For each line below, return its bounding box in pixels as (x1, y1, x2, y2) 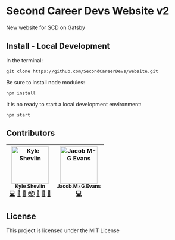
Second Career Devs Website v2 (6, 4, 170, 18)
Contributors (6, 128, 55, 138)
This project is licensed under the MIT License (6, 227, 120, 234)
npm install (6, 90, 36, 96)
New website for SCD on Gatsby (6, 24, 85, 31)
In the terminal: (6, 56, 43, 64)
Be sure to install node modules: (6, 78, 85, 86)
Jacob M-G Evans (57, 183, 101, 190)
